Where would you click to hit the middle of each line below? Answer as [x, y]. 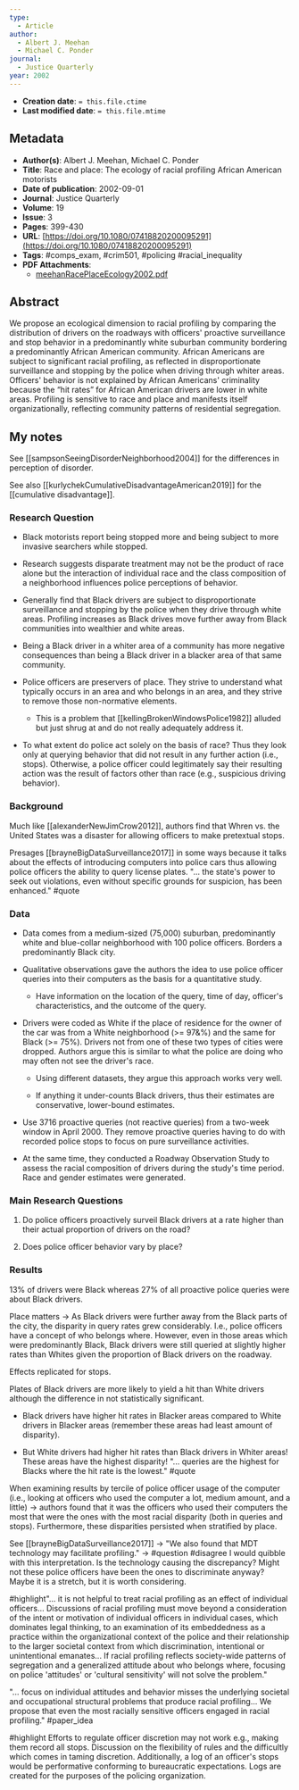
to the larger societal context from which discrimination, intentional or [137, 1646]
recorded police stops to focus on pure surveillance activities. [136, 1141]
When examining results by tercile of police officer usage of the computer [145, 1488]
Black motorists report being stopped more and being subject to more [150, 537]
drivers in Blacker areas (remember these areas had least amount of [147, 1425]
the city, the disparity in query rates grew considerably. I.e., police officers [146, 1326]
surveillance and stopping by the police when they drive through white [152, 610]
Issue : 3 [37, 217]
